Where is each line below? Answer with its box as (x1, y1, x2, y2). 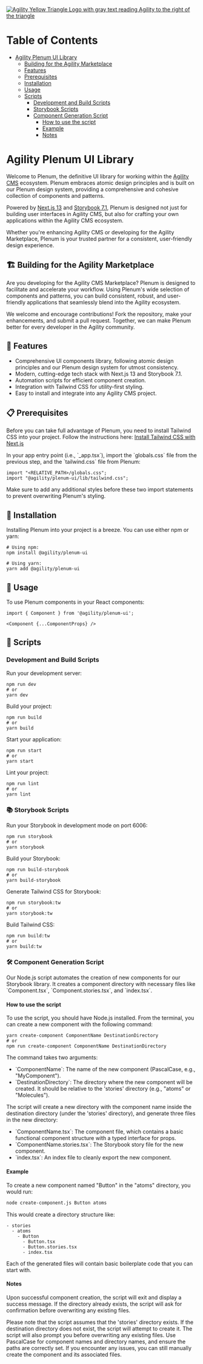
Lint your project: (6, 769, 49, 776)
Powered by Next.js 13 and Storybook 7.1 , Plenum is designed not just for (6, 204, 188, 211)
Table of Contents (6, 33, 98, 47)
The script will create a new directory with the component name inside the (6, 1103, 192, 1111)
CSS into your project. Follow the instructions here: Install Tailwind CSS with (6, 433, 196, 441)
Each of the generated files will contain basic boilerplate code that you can (6, 1260, 193, 1267)
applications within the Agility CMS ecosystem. (6, 217, 124, 224)
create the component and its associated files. (6, 1351, 122, 1358)
